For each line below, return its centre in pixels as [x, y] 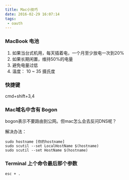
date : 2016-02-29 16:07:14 [32, 14]
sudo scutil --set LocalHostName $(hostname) [52, 146]
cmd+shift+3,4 [20, 96]
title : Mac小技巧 [21, 10]
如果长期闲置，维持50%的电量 [42, 59]
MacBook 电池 [22, 41]
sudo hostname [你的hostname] [35, 142]
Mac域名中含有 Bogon [31, 110]
